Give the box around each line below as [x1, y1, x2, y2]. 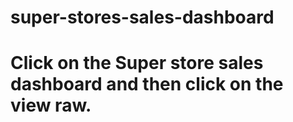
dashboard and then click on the [10, 73, 284, 96]
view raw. [10, 94, 92, 117]
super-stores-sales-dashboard [10, 6, 275, 29]
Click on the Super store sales [10, 52, 264, 75]
